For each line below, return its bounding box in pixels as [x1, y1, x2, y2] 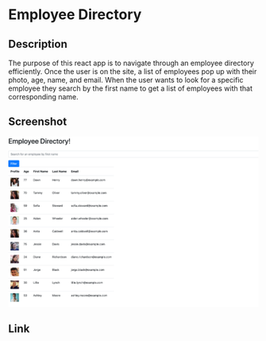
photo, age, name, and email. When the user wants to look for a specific [8, 76, 244, 84]
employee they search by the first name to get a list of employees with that [8, 83, 253, 93]
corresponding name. [8, 92, 79, 101]
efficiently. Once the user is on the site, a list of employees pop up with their [8, 67, 257, 76]
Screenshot [8, 115, 67, 129]
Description [8, 37, 67, 51]
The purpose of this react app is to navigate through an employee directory [8, 58, 254, 68]
